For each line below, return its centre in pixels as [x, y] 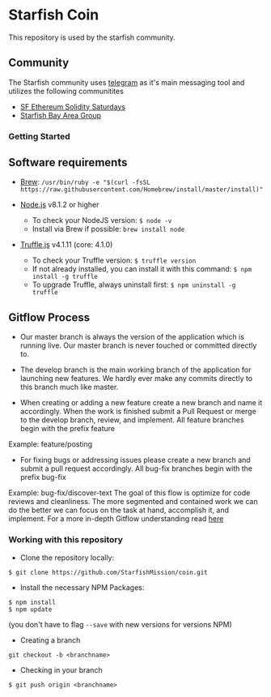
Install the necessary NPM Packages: [82, 587]
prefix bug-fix [43, 477]
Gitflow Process [49, 317]
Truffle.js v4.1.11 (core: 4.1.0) [66, 245]
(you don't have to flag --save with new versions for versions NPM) [120, 624]
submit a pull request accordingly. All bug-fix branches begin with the [136, 468]
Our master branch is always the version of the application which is [132, 337]
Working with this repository [66, 540]
